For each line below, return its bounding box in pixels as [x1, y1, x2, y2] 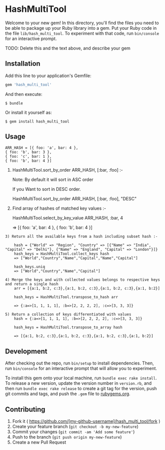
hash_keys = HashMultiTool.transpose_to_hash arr [14, 295, 119, 300]
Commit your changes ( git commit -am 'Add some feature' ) [12, 429, 135, 435]
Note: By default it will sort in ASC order [12, 177, 94, 182]
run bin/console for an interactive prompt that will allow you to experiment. [5, 365, 157, 371]
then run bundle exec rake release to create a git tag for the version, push [5, 386, 157, 392]
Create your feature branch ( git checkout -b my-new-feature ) [12, 424, 139, 430]
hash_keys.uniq [14, 265, 45, 270]
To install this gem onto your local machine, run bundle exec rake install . [5, 375, 157, 381]
